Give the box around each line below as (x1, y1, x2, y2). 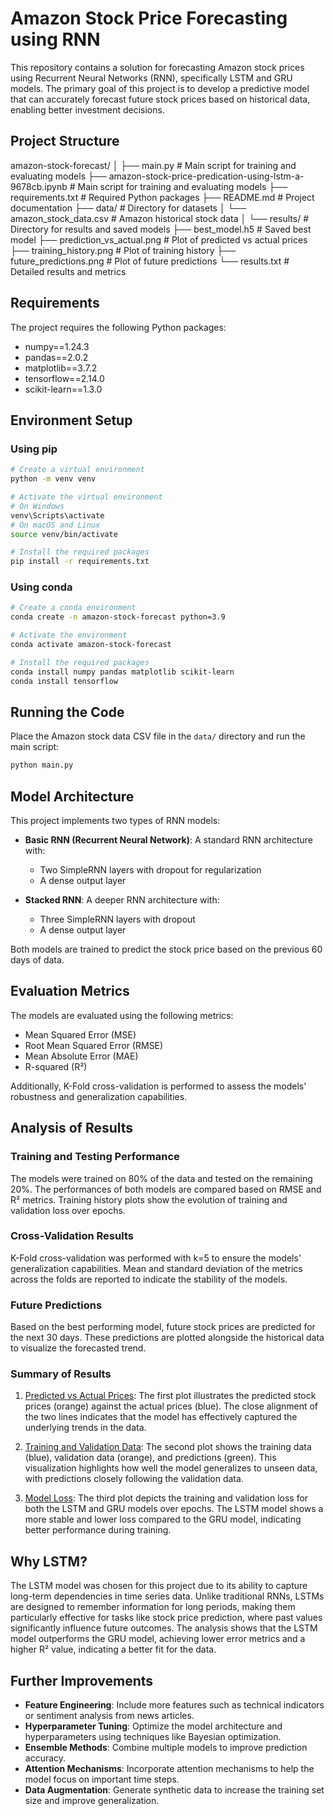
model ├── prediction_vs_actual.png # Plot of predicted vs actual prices (10, 233, 308, 246)
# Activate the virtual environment (10, 492, 163, 502)
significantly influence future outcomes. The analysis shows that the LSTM (10, 1622, 318, 1634)
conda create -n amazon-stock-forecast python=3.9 (10, 612, 226, 622)
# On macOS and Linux (10, 520, 101, 530)
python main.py (10, 760, 74, 771)
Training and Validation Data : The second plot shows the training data (24, 1441, 312, 1453)
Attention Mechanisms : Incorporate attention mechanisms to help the (24, 1763, 315, 1775)
